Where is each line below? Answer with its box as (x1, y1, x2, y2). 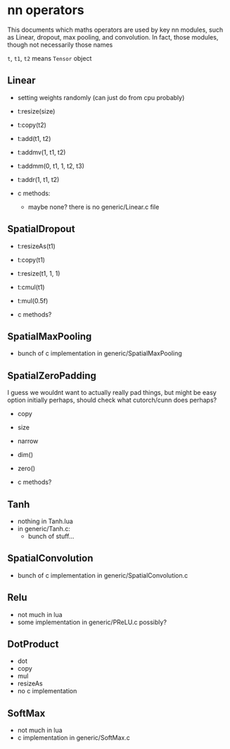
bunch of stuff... (27, 532, 75, 540)
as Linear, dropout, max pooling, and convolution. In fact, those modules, (7, 32, 219, 41)
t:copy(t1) (17, 255, 46, 264)
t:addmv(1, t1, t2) (17, 147, 66, 157)
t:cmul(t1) (17, 283, 45, 291)
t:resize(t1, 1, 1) (17, 269, 60, 277)
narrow (17, 437, 39, 446)
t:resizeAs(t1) (17, 242, 56, 250)
